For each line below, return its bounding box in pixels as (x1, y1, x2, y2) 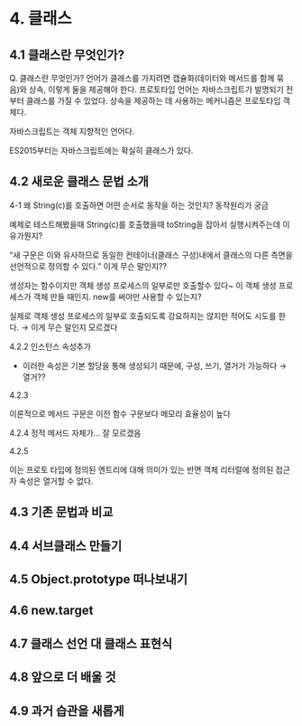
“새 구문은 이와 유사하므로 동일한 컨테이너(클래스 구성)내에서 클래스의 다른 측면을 (9, 250, 293, 260)
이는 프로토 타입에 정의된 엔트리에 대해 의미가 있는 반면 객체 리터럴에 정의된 (9, 464, 274, 475)
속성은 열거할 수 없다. (18, 476, 94, 486)
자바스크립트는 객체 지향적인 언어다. (9, 126, 135, 137)
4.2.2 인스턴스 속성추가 (9, 341, 92, 352)
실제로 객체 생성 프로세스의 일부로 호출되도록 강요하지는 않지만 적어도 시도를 (9, 310, 277, 321)
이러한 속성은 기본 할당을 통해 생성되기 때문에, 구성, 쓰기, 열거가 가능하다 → (22, 360, 287, 371)
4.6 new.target (9, 603, 94, 618)
